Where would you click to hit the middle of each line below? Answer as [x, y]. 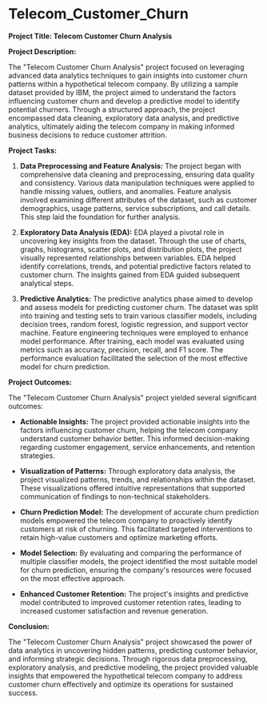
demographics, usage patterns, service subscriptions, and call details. [135, 208]
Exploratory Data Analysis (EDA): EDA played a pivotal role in [122, 232]
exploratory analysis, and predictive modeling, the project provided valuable [133, 667]
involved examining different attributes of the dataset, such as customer [138, 200]
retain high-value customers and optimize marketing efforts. [119, 537]
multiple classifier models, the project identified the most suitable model [139, 561]
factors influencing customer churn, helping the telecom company [129, 430]
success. [23, 693]
